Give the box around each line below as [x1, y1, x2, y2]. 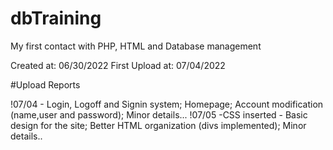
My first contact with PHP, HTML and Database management [10, 40, 262, 52]
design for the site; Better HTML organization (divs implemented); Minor [10, 119, 307, 131]
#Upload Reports [10, 78, 81, 91]
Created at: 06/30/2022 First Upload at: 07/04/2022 [10, 59, 226, 71]
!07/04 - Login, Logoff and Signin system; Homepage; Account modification [10, 98, 324, 110]
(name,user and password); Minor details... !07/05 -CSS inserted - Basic [10, 108, 308, 121]
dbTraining [10, 7, 102, 30]
